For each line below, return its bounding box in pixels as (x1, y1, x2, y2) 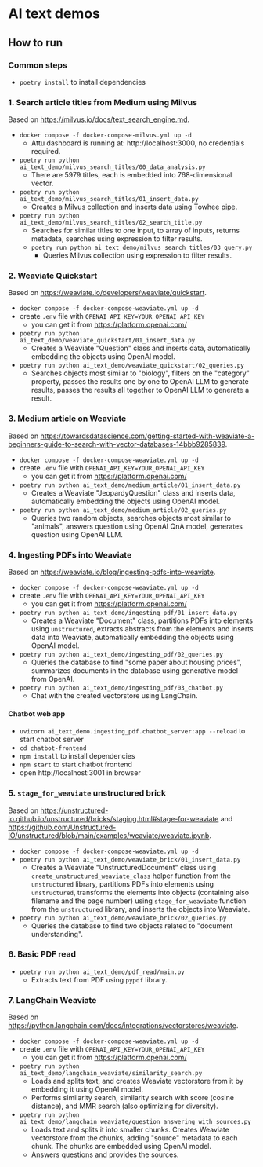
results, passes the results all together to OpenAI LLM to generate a (31, 386, 250, 395)
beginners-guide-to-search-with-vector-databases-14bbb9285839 (8, 439, 225, 448)
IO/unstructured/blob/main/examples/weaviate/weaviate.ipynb (8, 830, 210, 840)
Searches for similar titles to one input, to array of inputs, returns (31, 225, 240, 236)
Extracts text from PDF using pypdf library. (31, 975, 168, 984)
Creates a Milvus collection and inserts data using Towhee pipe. (31, 202, 238, 212)
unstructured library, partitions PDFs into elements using (31, 879, 214, 888)
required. (31, 147, 61, 156)
